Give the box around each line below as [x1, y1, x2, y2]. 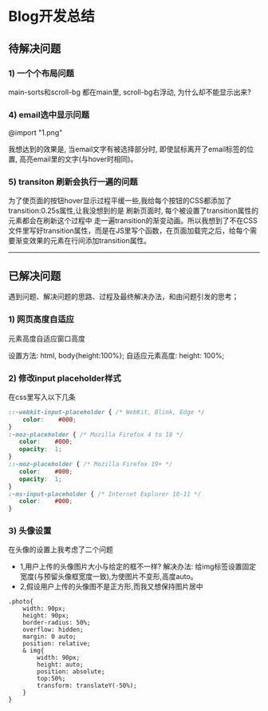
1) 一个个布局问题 [8, 67, 74, 78]
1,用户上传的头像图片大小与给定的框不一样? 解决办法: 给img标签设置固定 [19, 561, 257, 572]
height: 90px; [22, 612, 69, 620]
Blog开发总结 [8, 7, 95, 26]
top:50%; [37, 675, 66, 683]
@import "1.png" [8, 128, 63, 138]
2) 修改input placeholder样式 [8, 373, 121, 384]
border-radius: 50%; [22, 619, 91, 627]
